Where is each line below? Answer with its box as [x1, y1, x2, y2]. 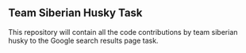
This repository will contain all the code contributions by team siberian [8, 27, 238, 36]
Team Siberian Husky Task [8, 6, 143, 20]
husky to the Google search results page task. [8, 36, 159, 45]
